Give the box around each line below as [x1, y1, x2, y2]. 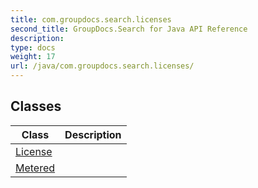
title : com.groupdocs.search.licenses [10, 14, 172, 25]
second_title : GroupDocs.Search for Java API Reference [10, 24, 248, 34]
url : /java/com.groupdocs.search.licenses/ [10, 61, 195, 71]
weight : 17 [10, 52, 56, 62]
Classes [10, 98, 62, 115]
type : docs [10, 42, 56, 53]
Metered [15, 161, 56, 175]
